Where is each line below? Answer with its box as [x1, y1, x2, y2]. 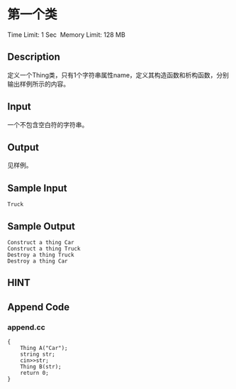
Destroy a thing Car [7, 258, 69, 265]
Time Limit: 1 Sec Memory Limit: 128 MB [7, 30, 125, 39]
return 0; [20, 370, 50, 377]
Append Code [7, 301, 70, 313]
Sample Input [7, 182, 67, 194]
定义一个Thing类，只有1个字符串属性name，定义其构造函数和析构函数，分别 [7, 70, 229, 79]
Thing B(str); [20, 363, 62, 371]
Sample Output [7, 220, 76, 232]
